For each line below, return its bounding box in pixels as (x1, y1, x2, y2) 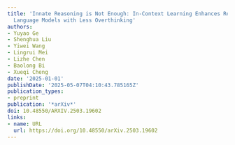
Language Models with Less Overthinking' (13, 17, 136, 24)
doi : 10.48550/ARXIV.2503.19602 (7, 107, 101, 114)
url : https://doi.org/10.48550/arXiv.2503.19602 (13, 127, 158, 134)
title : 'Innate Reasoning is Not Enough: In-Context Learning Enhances (7, 10, 220, 17)
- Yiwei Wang (7, 43, 45, 49)
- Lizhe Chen (7, 56, 45, 63)
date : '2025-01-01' (7, 75, 64, 82)
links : (7, 114, 27, 121)
